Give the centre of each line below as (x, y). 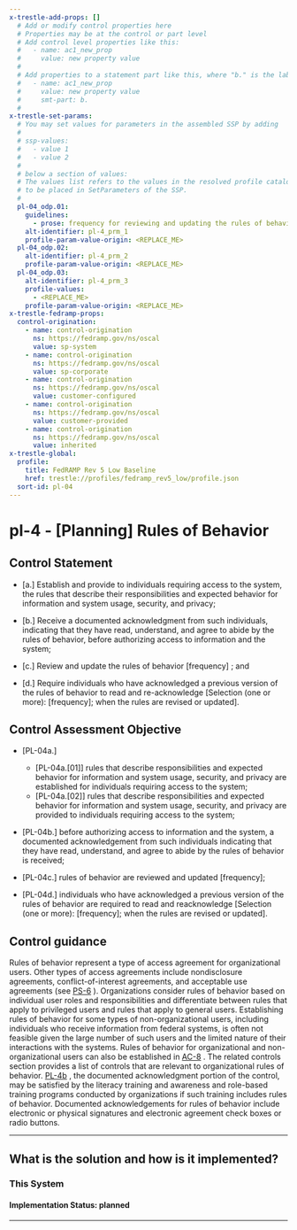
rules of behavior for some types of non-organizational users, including (139, 1019)
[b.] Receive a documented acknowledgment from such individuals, (145, 620)
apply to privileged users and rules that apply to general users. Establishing (146, 1010)
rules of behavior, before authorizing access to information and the (144, 639)
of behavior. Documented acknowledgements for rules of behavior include (145, 1104)
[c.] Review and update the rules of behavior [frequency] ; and (136, 666)
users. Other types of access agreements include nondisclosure (126, 972)
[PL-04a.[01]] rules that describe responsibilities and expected (149, 768)
